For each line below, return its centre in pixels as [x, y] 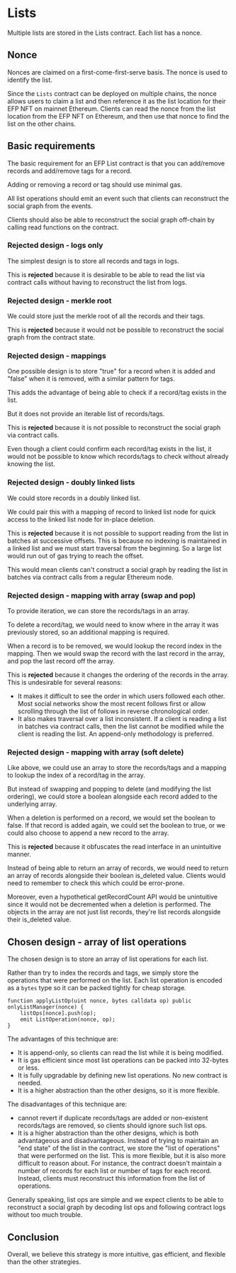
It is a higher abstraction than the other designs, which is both [108, 1133]
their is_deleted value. [39, 920]
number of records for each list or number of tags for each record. [114, 1171]
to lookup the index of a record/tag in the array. [76, 775]
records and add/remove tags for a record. [70, 170]
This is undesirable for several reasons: [65, 683]
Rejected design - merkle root [60, 300]
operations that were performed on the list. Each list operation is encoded [115, 980]
